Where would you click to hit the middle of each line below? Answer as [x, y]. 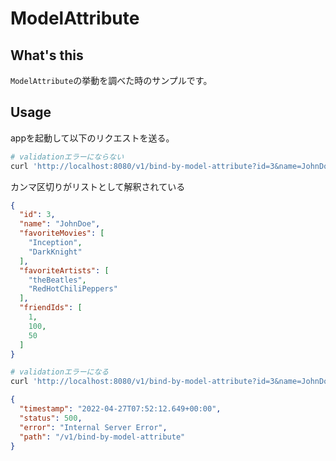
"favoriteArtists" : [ [64, 270]
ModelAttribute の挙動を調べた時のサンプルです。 [111, 80]
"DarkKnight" [55, 252]
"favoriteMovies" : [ [62, 233]
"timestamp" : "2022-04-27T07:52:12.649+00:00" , [120, 409]
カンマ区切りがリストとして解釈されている [98, 186]
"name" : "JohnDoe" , [60, 224]
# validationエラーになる [60, 372]
